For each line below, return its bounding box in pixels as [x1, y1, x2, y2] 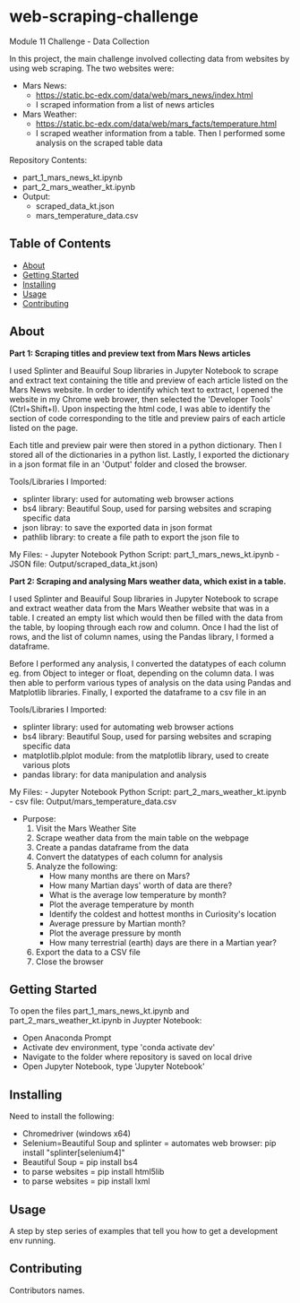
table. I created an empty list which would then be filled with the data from [9, 612, 284, 623]
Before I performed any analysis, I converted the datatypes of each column [9, 658, 287, 669]
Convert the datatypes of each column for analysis [35, 851, 224, 862]
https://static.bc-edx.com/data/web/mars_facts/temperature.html [35, 118, 278, 129]
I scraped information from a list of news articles [35, 99, 215, 109]
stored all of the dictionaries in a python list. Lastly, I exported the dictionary [9, 449, 289, 460]
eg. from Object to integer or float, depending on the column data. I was [9, 668, 275, 678]
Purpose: [21, 813, 56, 824]
